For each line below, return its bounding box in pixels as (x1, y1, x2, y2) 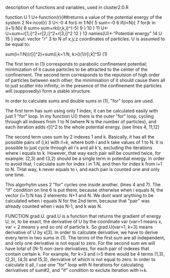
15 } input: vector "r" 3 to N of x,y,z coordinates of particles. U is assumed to (5, 36, 165, 42)
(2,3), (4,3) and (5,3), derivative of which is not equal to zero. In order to (5, 257, 156, 262)
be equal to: (5, 41, 30, 47)
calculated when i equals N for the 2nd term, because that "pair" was (5, 198, 150, 204)
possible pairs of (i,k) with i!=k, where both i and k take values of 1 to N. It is (5, 140, 163, 145)
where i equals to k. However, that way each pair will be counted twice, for (5, 150, 161, 156)
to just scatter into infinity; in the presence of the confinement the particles (5, 82, 162, 89)
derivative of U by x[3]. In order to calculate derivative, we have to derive (5, 229, 158, 235)
